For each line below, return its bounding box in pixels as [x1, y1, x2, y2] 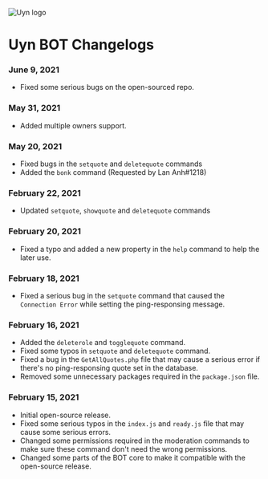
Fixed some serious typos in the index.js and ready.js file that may [19, 418, 245, 428]
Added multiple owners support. [19, 120, 127, 130]
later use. [19, 253, 51, 262]
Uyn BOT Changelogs [8, 36, 155, 54]
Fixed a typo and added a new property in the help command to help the [19, 244, 260, 254]
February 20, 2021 [8, 225, 82, 237]
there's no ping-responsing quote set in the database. [19, 363, 199, 373]
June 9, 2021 [8, 64, 60, 75]
